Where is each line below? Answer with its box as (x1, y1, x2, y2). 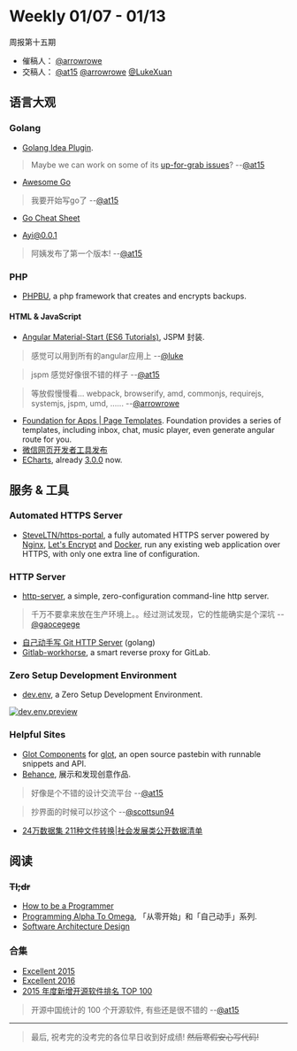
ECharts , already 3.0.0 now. (21, 454, 123, 466)
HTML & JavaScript (9, 311, 82, 321)
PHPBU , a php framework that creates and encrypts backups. (21, 290, 247, 301)
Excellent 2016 (21, 975, 76, 985)
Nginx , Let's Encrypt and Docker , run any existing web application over (21, 538, 281, 550)
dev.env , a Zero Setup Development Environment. (21, 689, 203, 700)
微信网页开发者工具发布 (21, 444, 108, 455)
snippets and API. (21, 758, 87, 769)
